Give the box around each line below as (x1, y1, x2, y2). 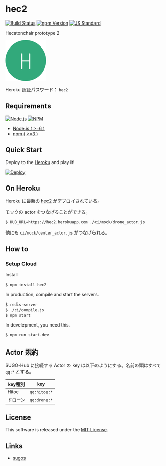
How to (5, 245, 29, 253)
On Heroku (5, 183, 40, 192)
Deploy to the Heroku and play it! (5, 159, 75, 165)
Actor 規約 (5, 348, 39, 357)
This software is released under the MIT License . (5, 427, 108, 433)
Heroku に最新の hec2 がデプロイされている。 (5, 198, 102, 204)
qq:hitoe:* (30, 389, 53, 395)
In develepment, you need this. (5, 322, 70, 328)
